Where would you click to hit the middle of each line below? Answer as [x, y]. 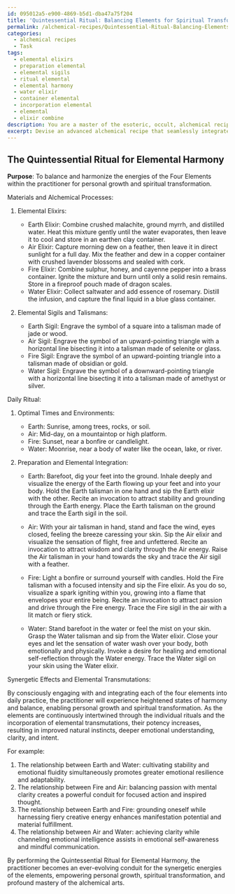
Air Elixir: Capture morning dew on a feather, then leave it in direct [123, 247]
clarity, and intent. [33, 738]
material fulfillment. [45, 825]
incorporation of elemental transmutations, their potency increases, [104, 723]
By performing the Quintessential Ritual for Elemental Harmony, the [104, 860]
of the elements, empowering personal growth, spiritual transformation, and [116, 875]
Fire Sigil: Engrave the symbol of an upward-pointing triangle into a [124, 356]
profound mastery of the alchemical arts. [66, 883]
